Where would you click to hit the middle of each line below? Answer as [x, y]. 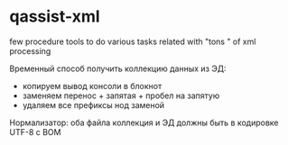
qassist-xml [55, 17]
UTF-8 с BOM [35, 131]
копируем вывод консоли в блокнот [92, 86]
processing [30, 50]
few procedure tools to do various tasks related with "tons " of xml [133, 41]
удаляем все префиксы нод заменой [93, 104]
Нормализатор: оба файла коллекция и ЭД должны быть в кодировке [144, 122]
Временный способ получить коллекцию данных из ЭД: [118, 68]
